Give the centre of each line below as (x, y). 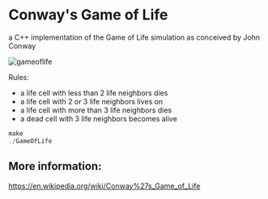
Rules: (19, 77)
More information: (55, 166)
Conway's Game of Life (88, 15)
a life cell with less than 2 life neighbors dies (94, 93)
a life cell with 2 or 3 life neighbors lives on (91, 101)
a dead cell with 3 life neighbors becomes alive (99, 118)
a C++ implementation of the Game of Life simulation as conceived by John (134, 37)
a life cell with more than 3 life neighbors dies (96, 110)
